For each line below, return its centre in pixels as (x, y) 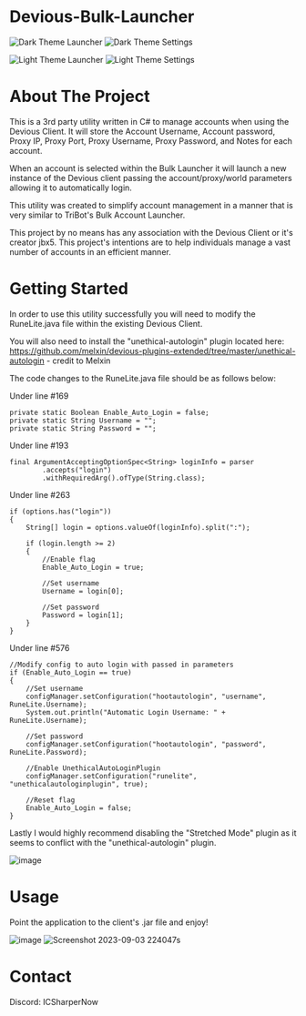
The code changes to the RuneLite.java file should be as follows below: (143, 378)
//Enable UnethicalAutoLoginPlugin (93, 768)
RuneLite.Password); (49, 752)
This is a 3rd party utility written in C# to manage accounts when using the (149, 121)
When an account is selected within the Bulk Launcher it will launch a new (148, 168)
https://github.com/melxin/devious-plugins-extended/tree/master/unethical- (153, 351)
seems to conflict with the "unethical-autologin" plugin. (113, 842)
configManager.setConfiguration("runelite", (112, 776)
